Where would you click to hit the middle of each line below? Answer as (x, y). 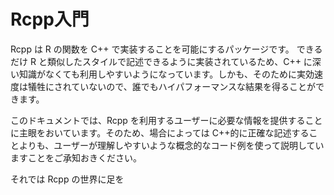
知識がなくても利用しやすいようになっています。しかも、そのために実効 (166, 74)
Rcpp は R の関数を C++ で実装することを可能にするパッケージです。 (152, 49)
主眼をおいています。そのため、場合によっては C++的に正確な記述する (164, 132)
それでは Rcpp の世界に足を (67, 179)
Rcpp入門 (50, 19)
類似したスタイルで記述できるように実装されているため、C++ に (179, 61)
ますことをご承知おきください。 (76, 157)
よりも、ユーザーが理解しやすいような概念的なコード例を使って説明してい (171, 145)
